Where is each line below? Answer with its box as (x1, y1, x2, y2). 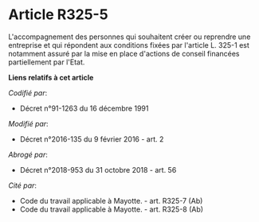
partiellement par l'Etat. (8, 57, 85, 67)
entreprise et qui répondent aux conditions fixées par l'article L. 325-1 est (8, 40, 249, 49)
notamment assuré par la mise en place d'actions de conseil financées (8, 49, 241, 58)
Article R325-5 (8, 6, 109, 24)
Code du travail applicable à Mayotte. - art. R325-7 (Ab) (19, 196, 203, 205)
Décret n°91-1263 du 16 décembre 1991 (19, 103, 149, 113)
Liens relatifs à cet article (8, 72, 94, 82)
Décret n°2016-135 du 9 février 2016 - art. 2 (19, 134, 164, 144)
